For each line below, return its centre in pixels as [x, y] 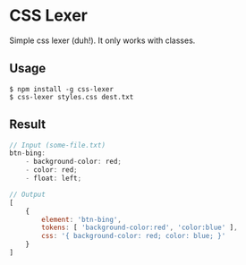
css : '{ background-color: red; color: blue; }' [134, 236]
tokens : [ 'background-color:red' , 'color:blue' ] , [140, 228]
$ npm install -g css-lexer [62, 89]
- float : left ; [54, 179]
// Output [28, 194]
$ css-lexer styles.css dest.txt [72, 97]
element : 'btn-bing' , [82, 219]
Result [28, 125]
